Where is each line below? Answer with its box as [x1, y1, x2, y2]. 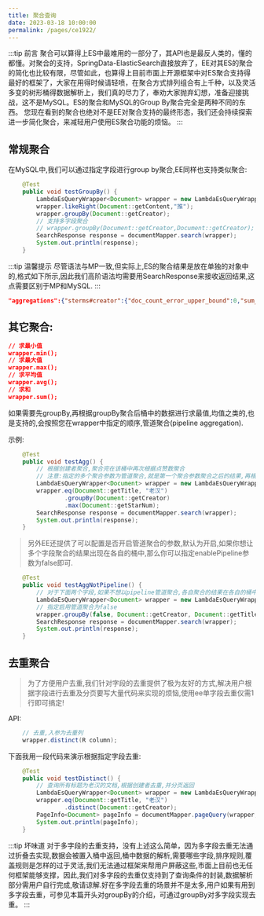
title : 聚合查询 [8, 11, 57, 20]
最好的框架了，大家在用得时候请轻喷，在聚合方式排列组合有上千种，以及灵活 [8, 78, 256, 87]
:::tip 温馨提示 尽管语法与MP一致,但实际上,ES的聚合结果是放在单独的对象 [8, 261, 242, 271]
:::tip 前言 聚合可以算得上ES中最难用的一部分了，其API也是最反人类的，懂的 [8, 49, 253, 58]
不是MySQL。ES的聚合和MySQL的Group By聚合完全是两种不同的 [28, 97, 240, 107]
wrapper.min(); [8, 349, 58, 357]
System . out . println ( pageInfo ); [36, 818, 139, 826]
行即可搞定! [27, 698, 64, 707]
